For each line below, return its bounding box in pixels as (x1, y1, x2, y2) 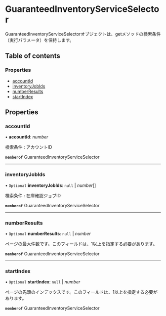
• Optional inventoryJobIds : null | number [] (5, 182, 96, 188)
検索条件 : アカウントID (5, 144, 52, 150)
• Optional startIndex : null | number (5, 279, 81, 285)
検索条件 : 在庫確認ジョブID (5, 192, 61, 198)
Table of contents (5, 52, 60, 60)
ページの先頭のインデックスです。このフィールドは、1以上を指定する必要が (5, 289, 158, 295)
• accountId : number (5, 134, 48, 140)
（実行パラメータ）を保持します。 (5, 37, 74, 43)
